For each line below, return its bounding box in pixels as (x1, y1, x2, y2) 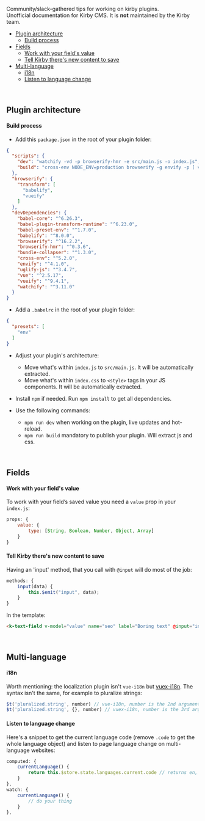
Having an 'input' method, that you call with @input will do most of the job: (6, 566, 192, 573)
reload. (24, 425, 43, 432)
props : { (6, 516, 29, 523)
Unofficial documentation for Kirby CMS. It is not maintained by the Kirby (6, 12, 190, 19)
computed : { (6, 758, 37, 764)
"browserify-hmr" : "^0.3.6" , (17, 244, 92, 250)
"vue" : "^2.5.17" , (17, 272, 64, 279)
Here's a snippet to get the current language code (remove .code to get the (6, 733, 195, 741)
